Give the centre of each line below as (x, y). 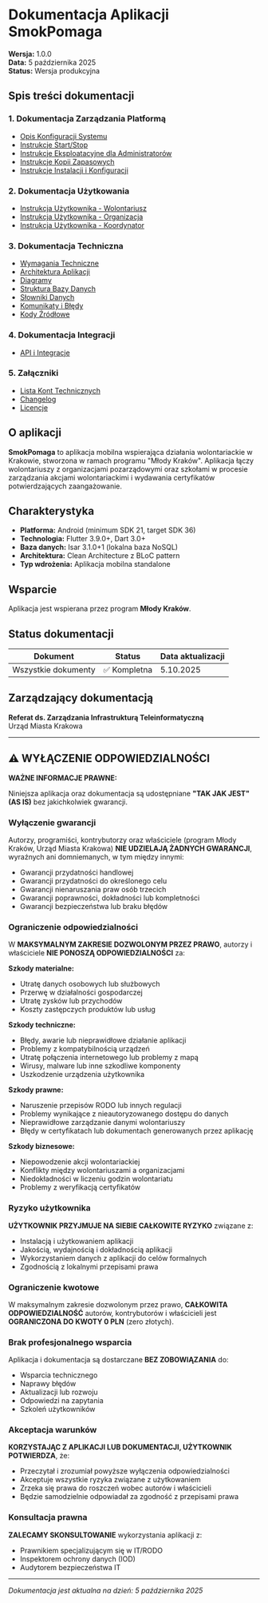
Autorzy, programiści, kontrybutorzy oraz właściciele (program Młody (122, 839)
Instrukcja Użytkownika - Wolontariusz (83, 208)
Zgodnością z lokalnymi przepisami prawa (89, 1266)
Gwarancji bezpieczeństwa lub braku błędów (94, 906)
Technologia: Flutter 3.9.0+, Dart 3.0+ (83, 539)
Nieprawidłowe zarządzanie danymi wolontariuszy (102, 1122)
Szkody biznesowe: (41, 1146)
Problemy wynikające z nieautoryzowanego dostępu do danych (124, 1114)
